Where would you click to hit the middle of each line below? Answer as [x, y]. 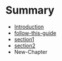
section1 [24, 39]
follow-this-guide [35, 33]
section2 [25, 46]
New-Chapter [31, 52]
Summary [30, 10]
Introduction [29, 27]
